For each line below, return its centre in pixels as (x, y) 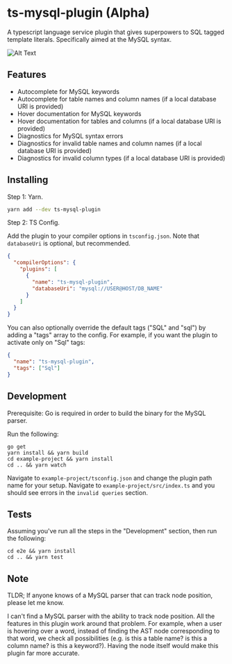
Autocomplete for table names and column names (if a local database (117, 99)
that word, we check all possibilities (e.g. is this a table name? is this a (107, 638)
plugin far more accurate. (43, 653)
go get (17, 446)
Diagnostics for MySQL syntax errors (70, 136)
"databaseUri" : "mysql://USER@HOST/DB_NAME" (98, 289)
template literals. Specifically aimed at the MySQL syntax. (90, 39)
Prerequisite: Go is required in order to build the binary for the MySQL (107, 413)
